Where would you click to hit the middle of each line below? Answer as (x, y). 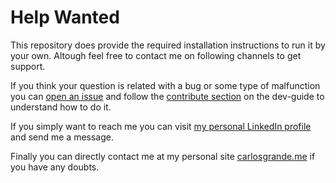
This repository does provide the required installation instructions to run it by (168, 45)
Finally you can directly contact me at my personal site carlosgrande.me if (163, 156)
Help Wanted (65, 17)
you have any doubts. (55, 167)
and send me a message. (62, 137)
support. (28, 66)
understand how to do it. (61, 107)
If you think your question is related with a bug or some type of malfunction (165, 85)
